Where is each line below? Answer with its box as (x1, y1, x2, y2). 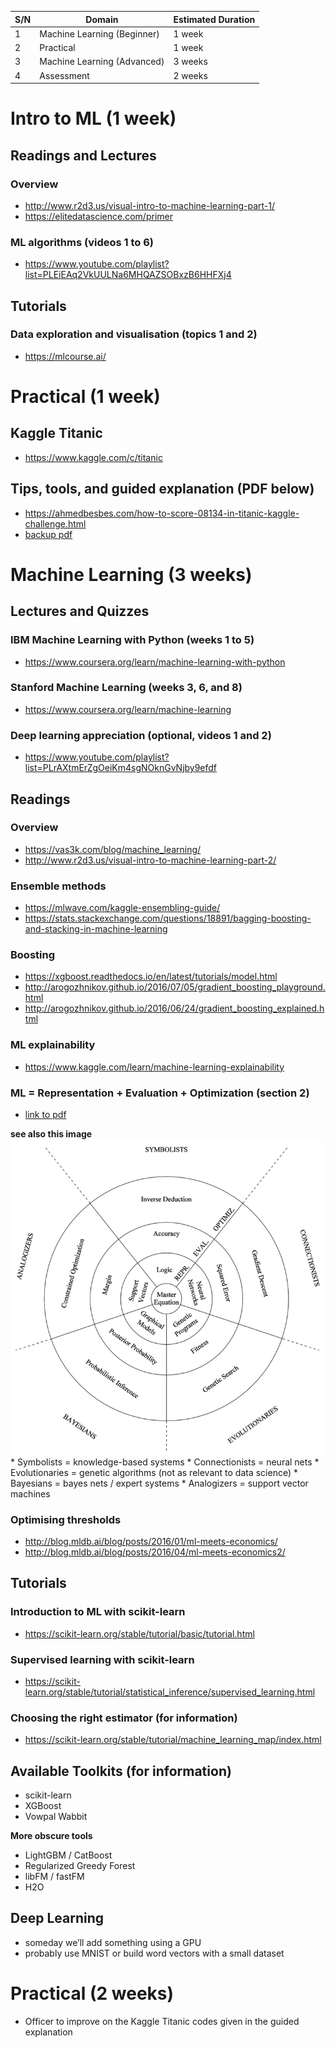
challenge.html (24, 517, 87, 530)
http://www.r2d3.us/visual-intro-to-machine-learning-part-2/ (24, 854, 277, 866)
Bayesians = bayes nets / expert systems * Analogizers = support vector (10, 1477, 309, 1489)
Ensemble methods (10, 879, 107, 893)
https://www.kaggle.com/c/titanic (24, 451, 163, 463)
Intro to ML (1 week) (10, 107, 177, 130)
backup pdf (24, 528, 73, 540)
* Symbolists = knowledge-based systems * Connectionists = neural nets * (10, 1456, 320, 1468)
